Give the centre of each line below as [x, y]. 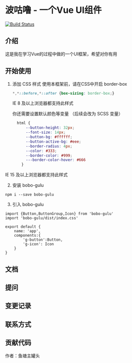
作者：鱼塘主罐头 [22, 356]
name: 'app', [27, 231]
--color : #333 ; [41, 151]
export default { [23, 227]
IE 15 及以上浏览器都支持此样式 [37, 175]
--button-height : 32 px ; [50, 128]
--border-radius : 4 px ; [49, 146]
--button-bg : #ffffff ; [49, 137]
